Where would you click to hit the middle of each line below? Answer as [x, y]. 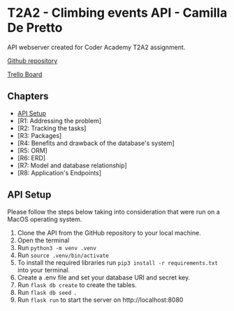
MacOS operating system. [45, 219]
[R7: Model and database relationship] [72, 165]
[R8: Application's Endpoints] [59, 172]
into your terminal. [44, 270]
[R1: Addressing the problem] [59, 120]
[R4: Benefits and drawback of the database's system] [96, 143]
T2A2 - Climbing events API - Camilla [117, 13]
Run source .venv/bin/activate [63, 255]
